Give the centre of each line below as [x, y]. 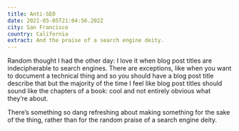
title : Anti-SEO [31, 14]
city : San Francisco [38, 27]
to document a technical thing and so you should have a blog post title [111, 76]
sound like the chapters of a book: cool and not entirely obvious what [109, 91]
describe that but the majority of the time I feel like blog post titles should [115, 83]
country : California [38, 34]
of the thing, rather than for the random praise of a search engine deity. [112, 120]
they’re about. [28, 99]
